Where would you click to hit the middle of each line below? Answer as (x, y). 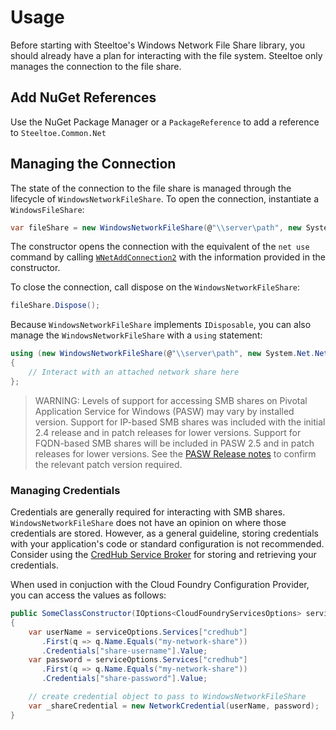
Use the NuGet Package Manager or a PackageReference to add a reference (165, 122)
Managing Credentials (65, 490)
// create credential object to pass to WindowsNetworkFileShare (167, 697)
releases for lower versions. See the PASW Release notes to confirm (175, 453)
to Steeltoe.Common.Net (58, 132)
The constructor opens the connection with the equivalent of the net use (160, 247)
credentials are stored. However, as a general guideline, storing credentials (164, 533)
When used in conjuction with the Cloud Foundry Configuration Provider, (160, 585)
